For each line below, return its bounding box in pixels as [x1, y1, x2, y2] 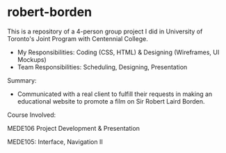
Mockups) [17, 55, 47, 63]
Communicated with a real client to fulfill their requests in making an [17, 90, 213, 98]
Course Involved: [7, 111, 56, 119]
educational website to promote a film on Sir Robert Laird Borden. [17, 97, 205, 105]
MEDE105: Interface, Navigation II [7, 137, 103, 146]
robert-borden [7, 4, 92, 20]
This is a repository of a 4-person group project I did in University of [7, 27, 203, 35]
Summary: [7, 76, 37, 84]
